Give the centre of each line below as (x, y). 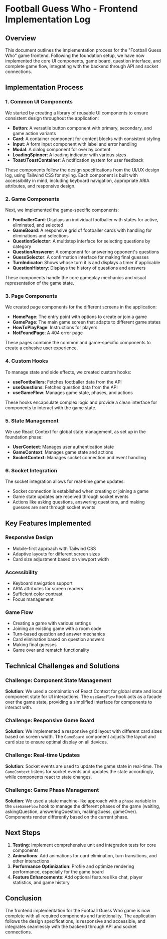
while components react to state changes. (49, 777)
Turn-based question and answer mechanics (59, 634)
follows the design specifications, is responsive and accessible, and (75, 921)
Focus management (33, 599)
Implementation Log (48, 19)
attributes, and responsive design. (40, 186)
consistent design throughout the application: (52, 118)
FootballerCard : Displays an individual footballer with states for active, (86, 219)
